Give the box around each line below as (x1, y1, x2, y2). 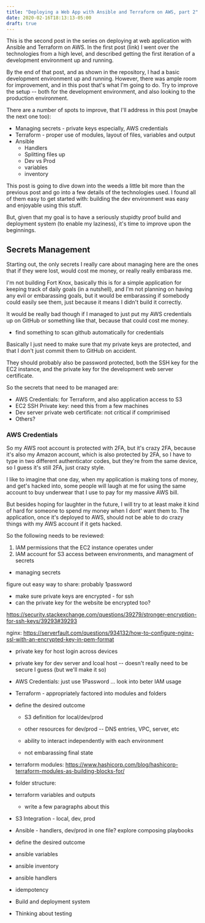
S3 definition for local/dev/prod (24, 714, 103, 721)
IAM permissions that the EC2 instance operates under (15, 544, 154, 551)
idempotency (15, 886, 49, 894)
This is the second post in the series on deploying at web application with (6, 37, 192, 45)
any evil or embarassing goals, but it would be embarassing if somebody (6, 292, 190, 300)
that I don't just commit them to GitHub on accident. (6, 347, 137, 355)
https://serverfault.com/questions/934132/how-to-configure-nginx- (23, 629, 195, 637)
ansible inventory (15, 862, 59, 870)
